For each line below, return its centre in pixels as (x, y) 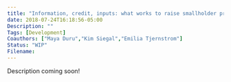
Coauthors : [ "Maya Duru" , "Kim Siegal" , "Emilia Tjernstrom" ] (95, 39)
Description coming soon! (44, 71)
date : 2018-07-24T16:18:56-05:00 (55, 20)
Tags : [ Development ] (37, 32)
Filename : (21, 52)
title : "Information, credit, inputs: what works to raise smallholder (112, 13)
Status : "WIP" (27, 45)
